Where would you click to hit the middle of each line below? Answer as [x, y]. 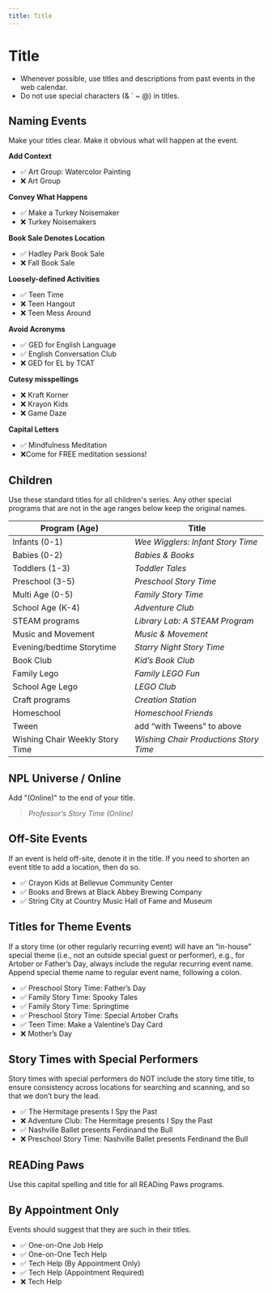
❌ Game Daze [43, 413]
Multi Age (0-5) [43, 594]
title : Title [30, 16]
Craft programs [42, 700]
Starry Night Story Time [180, 647]
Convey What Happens [48, 197]
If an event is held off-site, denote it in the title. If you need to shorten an [129, 858]
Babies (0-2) [38, 555]
